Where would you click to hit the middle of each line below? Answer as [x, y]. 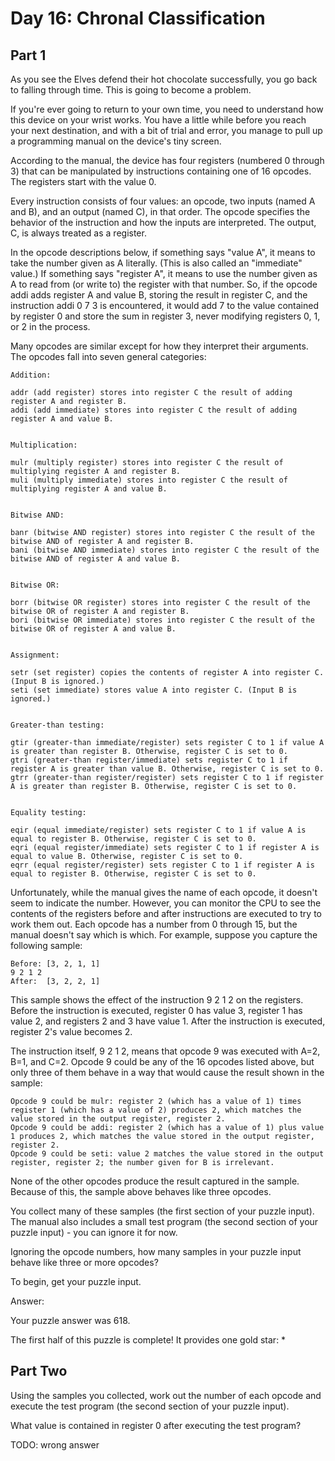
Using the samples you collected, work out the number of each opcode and [166, 1395]
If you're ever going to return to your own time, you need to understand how [167, 109]
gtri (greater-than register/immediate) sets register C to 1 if [149, 760]
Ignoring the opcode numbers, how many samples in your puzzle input [156, 1251]
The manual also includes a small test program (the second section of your [164, 1221]
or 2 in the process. [50, 326]
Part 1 [28, 55]
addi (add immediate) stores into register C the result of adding [154, 410]
